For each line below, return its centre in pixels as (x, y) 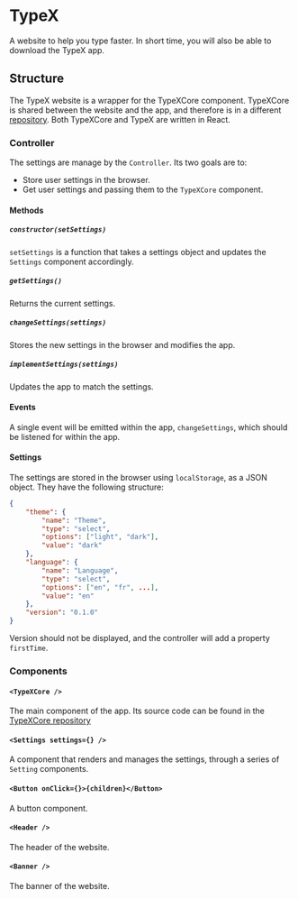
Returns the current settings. (63, 303)
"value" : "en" (68, 596)
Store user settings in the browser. (86, 180)
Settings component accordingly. (72, 261)
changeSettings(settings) (58, 323)
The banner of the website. (59, 885)
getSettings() (36, 281)
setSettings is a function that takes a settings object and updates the (138, 252)
